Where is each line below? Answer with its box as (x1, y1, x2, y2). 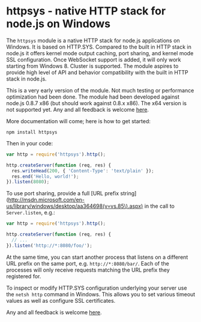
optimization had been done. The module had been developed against (6, 93, 180, 100)
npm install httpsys (6, 129, 58, 135)
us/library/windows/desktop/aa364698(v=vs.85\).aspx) (6, 202, 143, 210)
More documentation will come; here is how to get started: (6, 117, 151, 124)
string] (120, 190, 137, 197)
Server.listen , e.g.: (6, 209, 55, 216)
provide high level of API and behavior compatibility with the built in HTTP (6, 68, 189, 76)
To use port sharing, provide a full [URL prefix (6, 190, 119, 197)
